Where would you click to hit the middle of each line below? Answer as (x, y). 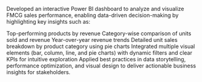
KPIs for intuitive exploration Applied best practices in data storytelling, (96, 59)
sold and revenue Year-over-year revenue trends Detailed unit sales (92, 40)
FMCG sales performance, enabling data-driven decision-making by (93, 15)
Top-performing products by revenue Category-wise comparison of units (99, 33)
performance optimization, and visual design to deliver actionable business (101, 66)
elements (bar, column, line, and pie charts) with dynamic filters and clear (99, 53)
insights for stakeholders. (38, 72)
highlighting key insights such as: (49, 22)
